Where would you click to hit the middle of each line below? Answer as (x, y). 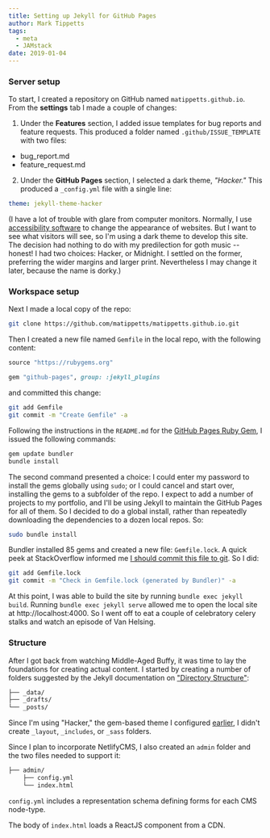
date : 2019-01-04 (37, 53)
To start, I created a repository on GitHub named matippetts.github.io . (127, 99)
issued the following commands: (62, 439)
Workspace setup (44, 291)
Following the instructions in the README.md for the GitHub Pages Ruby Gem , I (135, 430)
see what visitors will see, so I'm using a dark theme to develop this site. (128, 237)
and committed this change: (55, 393)
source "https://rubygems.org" (61, 363)
